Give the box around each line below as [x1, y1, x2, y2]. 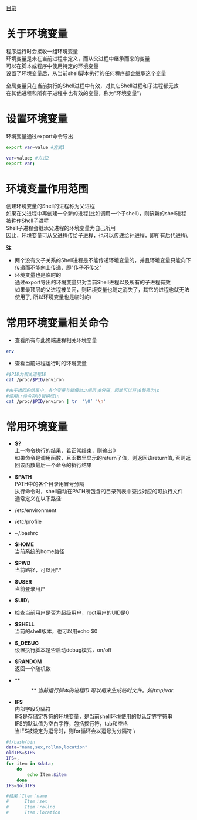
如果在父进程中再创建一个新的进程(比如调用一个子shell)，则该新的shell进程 [6, 210, 186, 217]
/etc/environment [14, 506, 57, 514]
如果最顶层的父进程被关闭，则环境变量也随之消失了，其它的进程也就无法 [14, 286, 189, 293]
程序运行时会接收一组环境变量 [6, 48, 78, 55]
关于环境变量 [6, 28, 69, 40]
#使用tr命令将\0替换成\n [6, 393, 60, 399]
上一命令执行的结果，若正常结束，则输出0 [14, 447, 116, 454]
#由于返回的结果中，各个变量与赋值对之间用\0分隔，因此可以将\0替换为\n [6, 388, 160, 394]
